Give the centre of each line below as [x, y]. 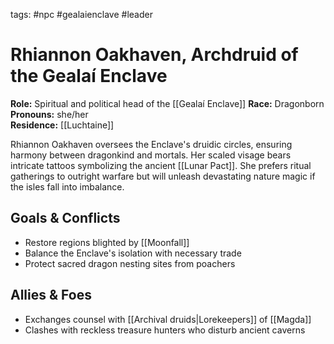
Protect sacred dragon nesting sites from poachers [130, 263]
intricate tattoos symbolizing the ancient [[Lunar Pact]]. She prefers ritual [161, 165]
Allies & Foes [51, 295]
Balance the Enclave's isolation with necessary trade [133, 253]
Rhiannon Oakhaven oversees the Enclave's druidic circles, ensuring [151, 144]
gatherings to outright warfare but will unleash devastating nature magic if [163, 176]
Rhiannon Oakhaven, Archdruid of [154, 55]
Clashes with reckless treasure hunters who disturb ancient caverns [165, 330]
